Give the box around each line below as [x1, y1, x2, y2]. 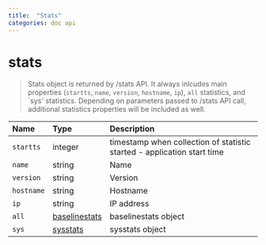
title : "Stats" [8, 11, 62, 20]
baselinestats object [109, 211, 184, 222]
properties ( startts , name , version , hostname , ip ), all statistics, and [27, 88, 245, 98]
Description [109, 124, 155, 135]
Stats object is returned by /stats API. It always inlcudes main [27, 79, 227, 89]
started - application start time [109, 147, 224, 158]
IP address [109, 198, 150, 209]
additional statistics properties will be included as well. [27, 105, 206, 114]
